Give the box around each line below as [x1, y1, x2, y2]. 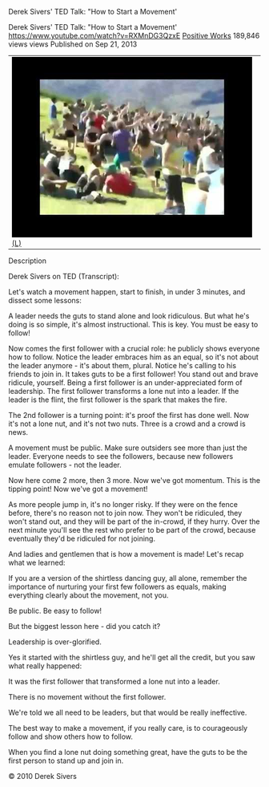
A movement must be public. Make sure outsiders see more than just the [8, 443, 248, 452]
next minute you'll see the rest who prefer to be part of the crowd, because [8, 525, 256, 535]
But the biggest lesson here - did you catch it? [8, 622, 161, 631]
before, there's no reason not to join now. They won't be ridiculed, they [8, 509, 243, 518]
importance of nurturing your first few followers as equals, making [8, 582, 227, 592]
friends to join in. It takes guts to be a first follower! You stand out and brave [8, 369, 259, 379]
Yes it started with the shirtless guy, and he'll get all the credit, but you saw [8, 653, 256, 663]
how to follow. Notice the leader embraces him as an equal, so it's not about [8, 352, 259, 362]
